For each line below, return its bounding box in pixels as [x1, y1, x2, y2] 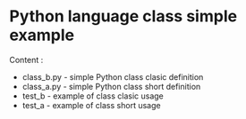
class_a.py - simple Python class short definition [21, 81, 201, 91]
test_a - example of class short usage [21, 99, 161, 110]
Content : [9, 54, 44, 65]
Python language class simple [9, 6, 238, 27]
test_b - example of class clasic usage [21, 91, 164, 101]
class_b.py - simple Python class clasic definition [21, 71, 204, 82]
